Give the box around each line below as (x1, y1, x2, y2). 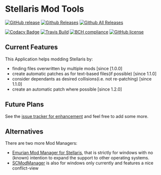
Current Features (5, 43, 58, 52)
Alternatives (5, 127, 44, 136)
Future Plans (5, 100, 44, 109)
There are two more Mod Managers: (5, 140, 78, 146)
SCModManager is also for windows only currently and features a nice (12, 160, 154, 166)
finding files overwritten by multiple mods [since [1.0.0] (12, 65, 123, 71)
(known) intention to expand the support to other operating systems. (12, 155, 150, 161)
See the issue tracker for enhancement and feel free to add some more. (5, 113, 149, 119)
